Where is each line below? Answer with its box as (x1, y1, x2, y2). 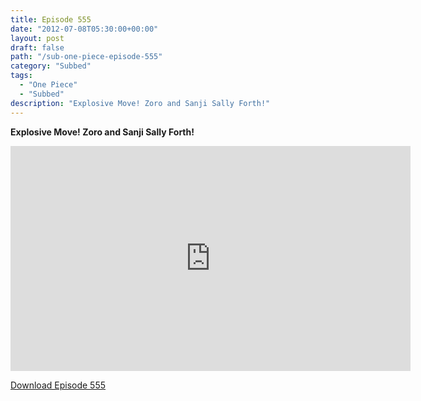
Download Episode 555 (10, 379, 107, 391)
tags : (10, 71, 33, 81)
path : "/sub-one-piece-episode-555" (10, 52, 163, 62)
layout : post (10, 33, 65, 43)
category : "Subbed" (10, 61, 92, 71)
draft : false (10, 42, 65, 53)
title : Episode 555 (10, 14, 92, 25)
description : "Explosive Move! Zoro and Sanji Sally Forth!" (10, 98, 271, 108)
